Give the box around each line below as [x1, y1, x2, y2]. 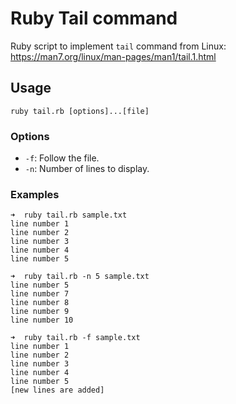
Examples [10, 187, 60, 201]
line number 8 [10, 298, 70, 308]
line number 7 [10, 289, 70, 299]
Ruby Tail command [10, 7, 178, 30]
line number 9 [10, 307, 70, 317]
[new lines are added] [10, 385, 105, 396]
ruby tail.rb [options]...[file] [10, 106, 150, 116]
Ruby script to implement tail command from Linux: [10, 40, 227, 52]
